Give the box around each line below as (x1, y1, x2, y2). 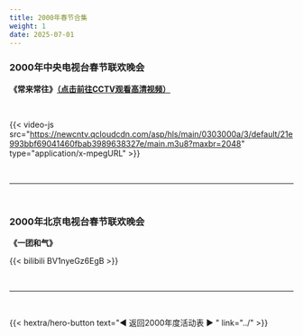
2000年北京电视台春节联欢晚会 (9, 215, 145, 228)
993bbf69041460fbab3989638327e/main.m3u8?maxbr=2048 (9, 138, 242, 149)
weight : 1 (9, 22, 47, 31)
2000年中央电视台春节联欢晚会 (9, 61, 145, 74)
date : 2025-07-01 (9, 30, 75, 39)
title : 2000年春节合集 (9, 13, 88, 23)
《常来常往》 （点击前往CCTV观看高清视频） (9, 83, 171, 95)
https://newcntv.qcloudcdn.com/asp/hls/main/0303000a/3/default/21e (30, 128, 293, 140)
